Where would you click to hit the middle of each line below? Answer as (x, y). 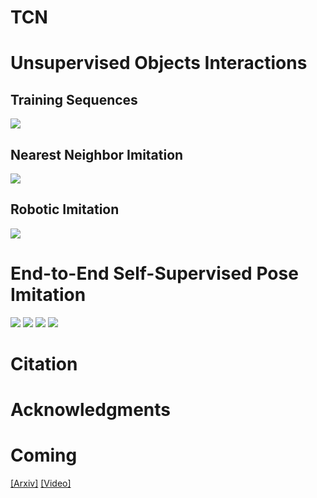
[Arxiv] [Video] (41, 483)
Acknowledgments (91, 410)
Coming (44, 455)
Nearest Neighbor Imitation (97, 154)
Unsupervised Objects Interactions (159, 63)
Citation (44, 363)
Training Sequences (74, 99)
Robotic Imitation (65, 209)
